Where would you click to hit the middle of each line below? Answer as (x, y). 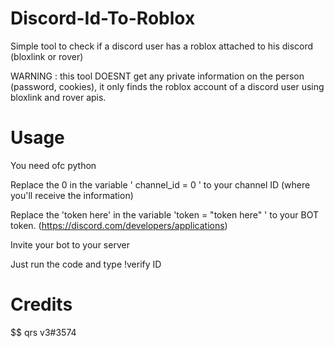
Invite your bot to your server (70, 244)
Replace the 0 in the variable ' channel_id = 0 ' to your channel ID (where (160, 184)
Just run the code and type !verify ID (86, 264)
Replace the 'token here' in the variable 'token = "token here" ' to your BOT (164, 214)
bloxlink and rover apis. (58, 97)
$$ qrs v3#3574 (43, 332)
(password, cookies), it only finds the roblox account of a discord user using (167, 86)
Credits (41, 304)
